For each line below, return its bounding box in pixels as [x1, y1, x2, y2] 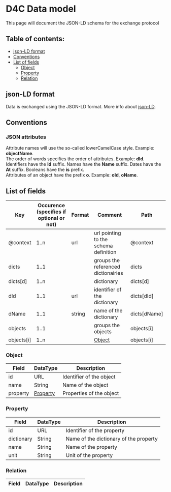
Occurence [38, 202, 65, 209]
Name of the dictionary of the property [65, 435, 158, 442]
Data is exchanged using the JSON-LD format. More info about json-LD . [6, 103, 156, 109]
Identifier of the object [62, 373, 116, 381]
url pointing [93, 229, 121, 237]
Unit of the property [65, 451, 113, 458]
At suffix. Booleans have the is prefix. [6, 166, 84, 173]
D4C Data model [6, 3, 76, 15]
